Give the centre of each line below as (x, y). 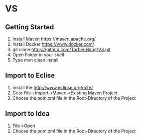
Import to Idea (27, 114)
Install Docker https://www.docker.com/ (53, 44)
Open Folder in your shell (38, 55)
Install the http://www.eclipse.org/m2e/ (53, 87)
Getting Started (30, 27)
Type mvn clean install (35, 60)
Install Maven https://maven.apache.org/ (54, 39)
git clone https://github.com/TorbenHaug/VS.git (61, 49)
